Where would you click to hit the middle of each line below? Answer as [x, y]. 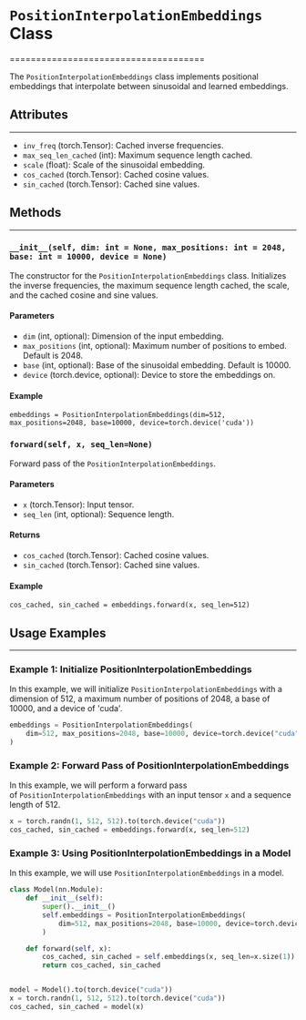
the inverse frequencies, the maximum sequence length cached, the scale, [149, 285]
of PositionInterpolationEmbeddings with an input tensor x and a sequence [150, 795]
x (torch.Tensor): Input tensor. [78, 505]
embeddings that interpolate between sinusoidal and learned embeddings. [149, 86]
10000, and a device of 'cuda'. [66, 709]
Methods [36, 213]
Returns [25, 535]
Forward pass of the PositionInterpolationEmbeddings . [113, 464]
